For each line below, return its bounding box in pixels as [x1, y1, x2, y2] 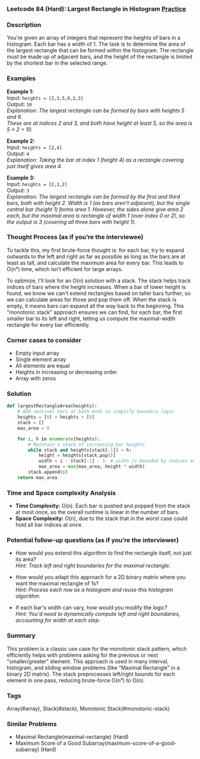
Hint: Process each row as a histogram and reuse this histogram [15, 586, 173, 593]
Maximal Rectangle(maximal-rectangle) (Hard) [15, 733, 129, 741]
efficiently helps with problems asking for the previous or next [7, 651, 158, 659]
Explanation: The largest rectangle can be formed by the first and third [7, 193, 180, 200]
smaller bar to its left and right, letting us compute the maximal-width [7, 314, 176, 322]
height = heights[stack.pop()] [38, 452, 116, 459]
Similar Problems [7, 720, 57, 728]
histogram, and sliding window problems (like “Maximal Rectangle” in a [7, 664, 180, 671]
